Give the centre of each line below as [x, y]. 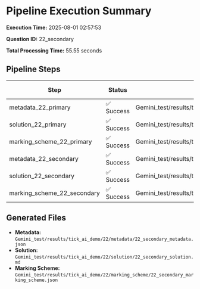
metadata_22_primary [40, 107]
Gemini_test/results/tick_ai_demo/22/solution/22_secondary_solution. [104, 257]
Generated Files [36, 218]
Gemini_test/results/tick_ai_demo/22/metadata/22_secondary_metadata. [104, 239]
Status [118, 89]
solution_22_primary [38, 125]
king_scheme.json [36, 280]
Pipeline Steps [33, 69]
